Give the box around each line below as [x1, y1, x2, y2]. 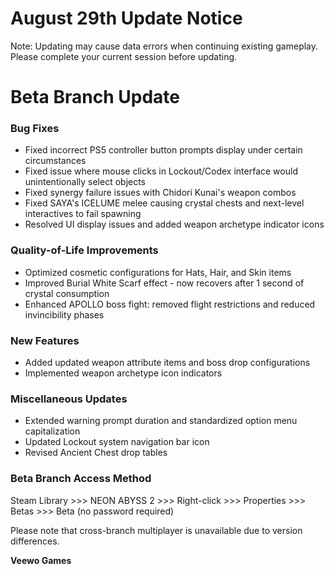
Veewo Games [10, 554, 72, 566]
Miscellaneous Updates [10, 392, 128, 406]
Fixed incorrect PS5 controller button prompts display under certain [24, 144, 303, 156]
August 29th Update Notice [10, 7, 243, 30]
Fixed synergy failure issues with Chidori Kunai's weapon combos [24, 187, 297, 199]
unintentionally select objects [24, 176, 147, 188]
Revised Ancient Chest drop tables [24, 447, 168, 459]
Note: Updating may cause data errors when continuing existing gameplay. [10, 40, 319, 52]
